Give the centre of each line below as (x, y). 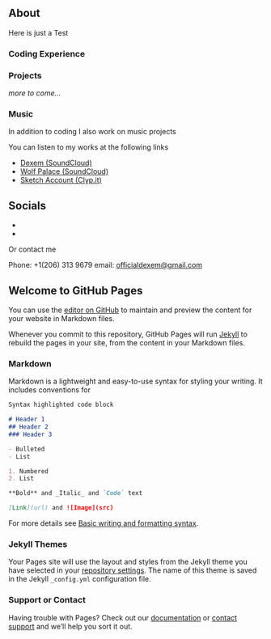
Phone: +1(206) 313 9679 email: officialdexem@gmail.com (106, 265)
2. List (21, 479)
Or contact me (32, 249)
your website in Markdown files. (61, 318)
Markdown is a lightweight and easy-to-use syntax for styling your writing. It (135, 381)
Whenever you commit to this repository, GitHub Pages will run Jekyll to (128, 334)
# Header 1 (27, 420)
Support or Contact (47, 600)
